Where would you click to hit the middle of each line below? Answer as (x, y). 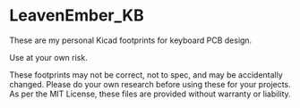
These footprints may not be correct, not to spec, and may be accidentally (146, 75)
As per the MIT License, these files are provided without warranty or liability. (150, 94)
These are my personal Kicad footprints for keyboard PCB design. (131, 40)
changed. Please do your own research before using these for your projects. (150, 84)
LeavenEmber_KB (77, 16)
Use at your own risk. (48, 57)
